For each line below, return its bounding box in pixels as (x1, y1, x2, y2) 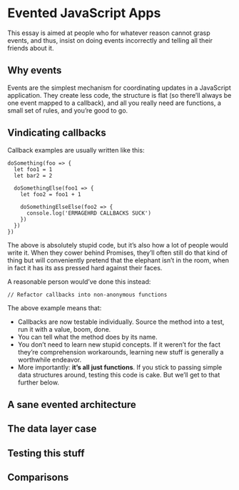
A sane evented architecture (7, 398, 137, 411)
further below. (17, 378, 59, 387)
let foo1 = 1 (14, 165, 53, 173)
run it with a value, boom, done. (17, 325, 111, 333)
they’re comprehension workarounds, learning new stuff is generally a (17, 347, 224, 356)
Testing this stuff (7, 447, 85, 459)
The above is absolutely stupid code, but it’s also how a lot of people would (7, 240, 228, 249)
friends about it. (7, 44, 54, 52)
